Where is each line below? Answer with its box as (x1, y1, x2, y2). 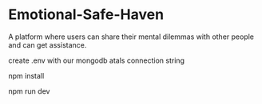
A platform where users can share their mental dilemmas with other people (8, 32, 254, 41)
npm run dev (8, 86, 50, 96)
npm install (8, 71, 45, 80)
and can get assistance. (8, 40, 87, 49)
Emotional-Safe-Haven (8, 6, 165, 24)
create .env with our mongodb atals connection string (8, 56, 185, 65)
